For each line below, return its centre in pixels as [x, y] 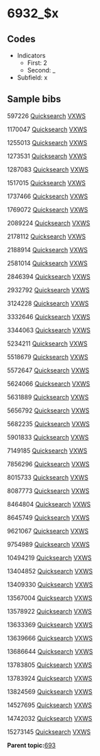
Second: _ [41, 70]
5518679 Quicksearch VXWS [48, 357]
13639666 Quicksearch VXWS [50, 638]
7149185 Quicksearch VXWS [47, 451]
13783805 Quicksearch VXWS [50, 665]
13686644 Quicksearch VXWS [50, 651]
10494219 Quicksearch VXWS [50, 558]
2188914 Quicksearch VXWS [47, 249]
